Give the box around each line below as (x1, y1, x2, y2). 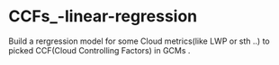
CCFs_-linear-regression (8, 6, 198, 27)
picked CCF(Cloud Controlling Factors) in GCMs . (8, 45, 191, 55)
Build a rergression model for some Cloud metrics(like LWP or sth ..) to (8, 36, 271, 46)
